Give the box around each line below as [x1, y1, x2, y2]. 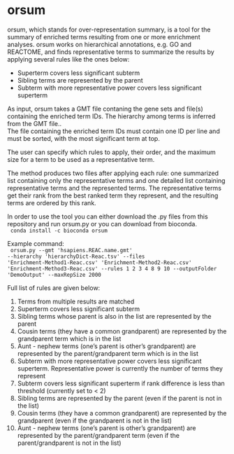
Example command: [7, 239, 64, 247]
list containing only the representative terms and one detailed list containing [7, 176, 226, 184]
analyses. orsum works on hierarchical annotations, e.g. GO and [7, 40, 192, 48]
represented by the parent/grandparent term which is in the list [17, 349, 199, 357]
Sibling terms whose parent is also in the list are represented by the [17, 312, 212, 320]
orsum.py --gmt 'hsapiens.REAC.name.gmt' [10, 247, 133, 254]
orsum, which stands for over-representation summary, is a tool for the [7, 25, 211, 34]
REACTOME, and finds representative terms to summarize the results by [7, 48, 214, 56]
